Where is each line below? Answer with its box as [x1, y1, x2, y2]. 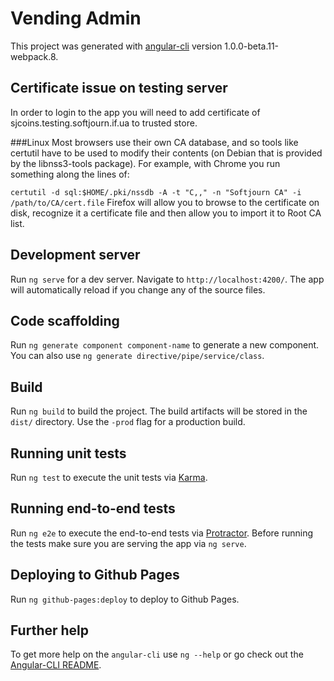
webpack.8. [10, 50, 59, 62]
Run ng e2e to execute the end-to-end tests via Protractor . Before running [10, 527, 314, 539]
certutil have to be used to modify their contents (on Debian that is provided [10, 147, 323, 159]
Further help [10, 622, 90, 639]
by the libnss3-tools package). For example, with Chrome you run [10, 157, 281, 169]
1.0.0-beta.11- [224, 40, 280, 52]
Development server [10, 247, 141, 264]
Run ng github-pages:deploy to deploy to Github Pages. [10, 593, 240, 605]
